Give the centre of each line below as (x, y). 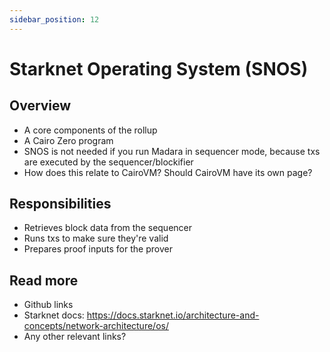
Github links (48, 305)
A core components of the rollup (90, 130)
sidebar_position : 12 (54, 19)
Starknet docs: (54, 315)
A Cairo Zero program (68, 140)
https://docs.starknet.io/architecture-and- (173, 315)
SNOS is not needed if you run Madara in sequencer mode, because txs (172, 151)
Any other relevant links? (75, 337)
